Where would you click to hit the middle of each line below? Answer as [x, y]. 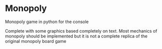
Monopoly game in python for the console [47, 22]
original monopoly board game [36, 41]
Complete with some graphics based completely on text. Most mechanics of [81, 31]
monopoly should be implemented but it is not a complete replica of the [76, 36]
